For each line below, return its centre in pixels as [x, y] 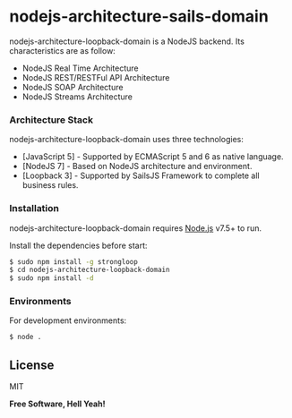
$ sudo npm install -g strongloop [74, 261]
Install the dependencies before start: [78, 245]
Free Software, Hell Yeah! [57, 404]
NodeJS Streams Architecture [77, 97]
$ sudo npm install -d [52, 278]
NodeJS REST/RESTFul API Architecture [96, 77]
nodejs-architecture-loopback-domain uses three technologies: [126, 140]
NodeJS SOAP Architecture [73, 87]
